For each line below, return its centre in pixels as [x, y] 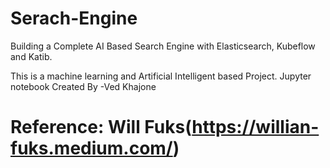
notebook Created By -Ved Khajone [83, 86]
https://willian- [255, 127]
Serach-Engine [74, 18]
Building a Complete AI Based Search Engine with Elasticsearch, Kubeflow [163, 46]
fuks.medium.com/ [91, 148]
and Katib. [31, 56]
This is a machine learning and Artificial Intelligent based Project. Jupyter [161, 76]
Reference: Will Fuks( [101, 127]
